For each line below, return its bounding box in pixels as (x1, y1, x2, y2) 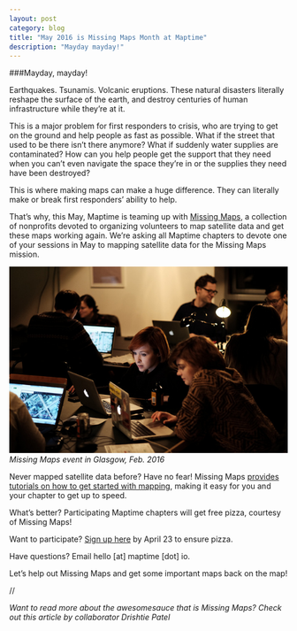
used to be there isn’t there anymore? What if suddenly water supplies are (9, 140, 278, 150)
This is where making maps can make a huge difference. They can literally (9, 185, 280, 196)
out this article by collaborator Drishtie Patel (9, 612, 171, 622)
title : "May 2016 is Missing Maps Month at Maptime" (9, 33, 208, 42)
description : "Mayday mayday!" (9, 42, 125, 51)
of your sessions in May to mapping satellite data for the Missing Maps (9, 240, 267, 250)
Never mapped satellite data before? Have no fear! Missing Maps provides (9, 471, 280, 481)
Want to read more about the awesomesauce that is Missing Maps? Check (9, 602, 282, 612)
